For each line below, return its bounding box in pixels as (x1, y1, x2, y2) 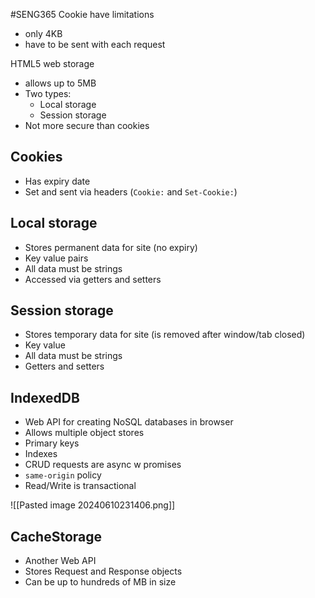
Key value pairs (24, 252, 89, 264)
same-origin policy (24, 469, 102, 481)
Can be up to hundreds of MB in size (24, 576, 177, 588)
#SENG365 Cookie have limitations (10, 9, 155, 20)
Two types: (24, 88, 72, 99)
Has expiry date (24, 175, 91, 187)
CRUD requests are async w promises (24, 459, 182, 471)
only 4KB (24, 28, 63, 39)
